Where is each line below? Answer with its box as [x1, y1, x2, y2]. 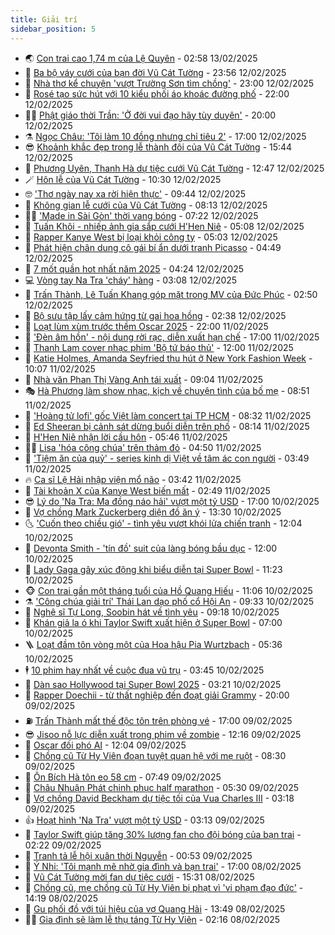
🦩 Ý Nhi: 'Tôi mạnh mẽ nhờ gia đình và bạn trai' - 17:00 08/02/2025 [24, 860, 302, 872]
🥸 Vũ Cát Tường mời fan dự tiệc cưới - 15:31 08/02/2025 [24, 871, 255, 883]
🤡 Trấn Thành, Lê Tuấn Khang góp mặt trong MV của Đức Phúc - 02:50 [24, 288, 318, 300]
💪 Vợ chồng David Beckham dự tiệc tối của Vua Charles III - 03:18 [24, 792, 295, 804]
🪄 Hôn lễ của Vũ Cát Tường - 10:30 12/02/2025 [24, 173, 222, 185]
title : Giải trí [10, 14, 78, 25]
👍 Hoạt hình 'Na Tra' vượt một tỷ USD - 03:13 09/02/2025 [24, 814, 265, 826]
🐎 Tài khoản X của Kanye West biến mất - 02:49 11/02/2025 [24, 484, 271, 496]
